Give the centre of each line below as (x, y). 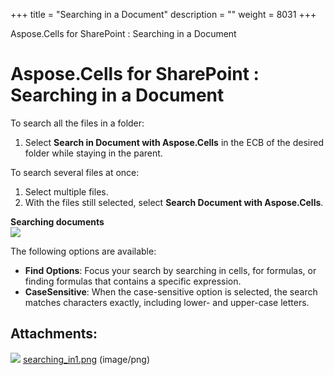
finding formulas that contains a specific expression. (133, 281)
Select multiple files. (66, 191)
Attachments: (54, 334)
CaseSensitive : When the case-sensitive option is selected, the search (171, 291)
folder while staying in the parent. (93, 153)
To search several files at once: (75, 172)
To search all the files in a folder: (77, 123)
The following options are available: (83, 251)
